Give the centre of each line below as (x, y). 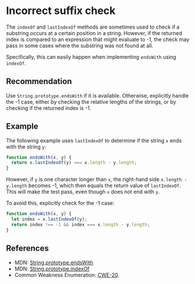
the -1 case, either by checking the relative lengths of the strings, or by (91, 102)
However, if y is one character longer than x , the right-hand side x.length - (97, 179)
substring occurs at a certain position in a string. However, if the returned (94, 33)
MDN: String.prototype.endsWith (54, 262)
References (27, 249)
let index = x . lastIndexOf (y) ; (49, 219)
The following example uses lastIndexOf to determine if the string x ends (94, 140)
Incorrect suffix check (61, 11)
